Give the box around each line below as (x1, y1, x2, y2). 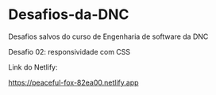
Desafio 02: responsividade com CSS (8, 47, 131, 56)
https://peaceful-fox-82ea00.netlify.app (8, 78, 139, 87)
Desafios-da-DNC (8, 6, 129, 24)
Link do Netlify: (8, 62, 58, 72)
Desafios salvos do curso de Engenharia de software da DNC (8, 32, 209, 41)
